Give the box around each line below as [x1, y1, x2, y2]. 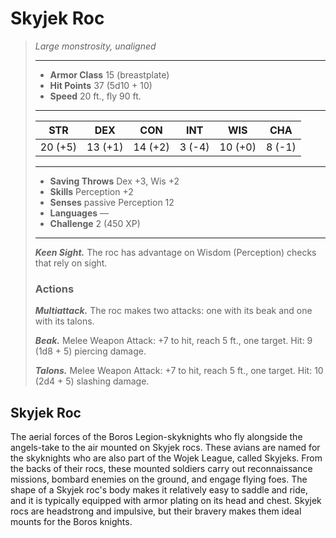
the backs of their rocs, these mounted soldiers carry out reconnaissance [10, 463, 313, 475]
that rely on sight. [34, 257, 108, 269]
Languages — [49, 207, 110, 219]
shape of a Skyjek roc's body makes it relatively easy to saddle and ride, [10, 484, 308, 496]
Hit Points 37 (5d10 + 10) [49, 79, 153, 91]
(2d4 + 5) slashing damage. [34, 375, 150, 387]
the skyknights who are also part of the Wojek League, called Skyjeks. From [10, 452, 323, 464]
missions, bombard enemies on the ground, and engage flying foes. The [10, 473, 308, 486]
